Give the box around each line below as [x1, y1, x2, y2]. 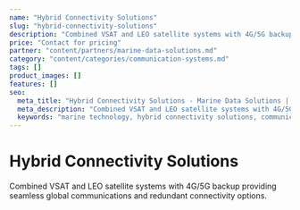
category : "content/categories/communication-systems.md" [9, 55, 229, 63]
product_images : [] [9, 71, 82, 80]
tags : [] [9, 63, 42, 72]
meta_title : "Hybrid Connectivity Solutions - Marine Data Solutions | [17, 96, 290, 105]
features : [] [9, 80, 58, 88]
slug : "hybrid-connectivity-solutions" [9, 21, 158, 30]
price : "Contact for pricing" [9, 38, 122, 47]
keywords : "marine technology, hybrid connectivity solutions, [17, 113, 257, 122]
